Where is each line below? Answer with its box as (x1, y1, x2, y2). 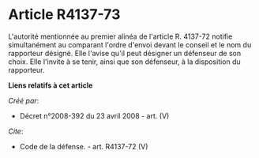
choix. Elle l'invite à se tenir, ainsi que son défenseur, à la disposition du (8, 57, 241, 66)
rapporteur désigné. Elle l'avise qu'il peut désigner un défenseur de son (8, 48, 242, 58)
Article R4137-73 (8, 6, 121, 24)
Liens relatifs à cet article (8, 81, 93, 90)
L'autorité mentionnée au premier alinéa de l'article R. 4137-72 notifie (8, 32, 233, 41)
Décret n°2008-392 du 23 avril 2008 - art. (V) (19, 111, 170, 120)
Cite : (8, 126, 24, 136)
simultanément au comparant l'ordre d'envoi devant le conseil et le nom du (8, 39, 252, 49)
